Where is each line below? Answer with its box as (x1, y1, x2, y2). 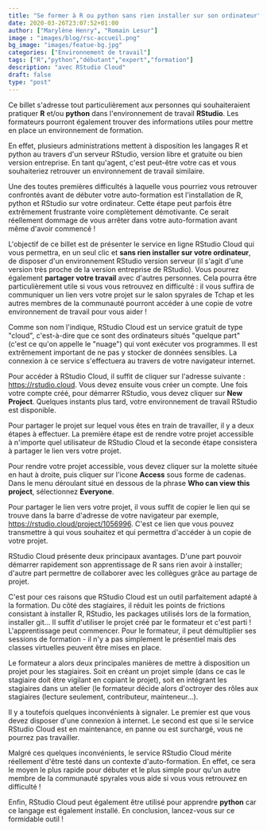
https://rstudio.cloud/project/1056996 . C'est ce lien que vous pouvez (8, 518, 234, 529)
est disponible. (8, 405, 57, 414)
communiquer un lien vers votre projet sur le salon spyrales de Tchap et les (8, 289, 254, 299)
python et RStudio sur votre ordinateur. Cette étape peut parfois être (8, 198, 232, 207)
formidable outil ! (8, 814, 64, 824)
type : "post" (8, 78, 52, 86)
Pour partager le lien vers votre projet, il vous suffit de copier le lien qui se (8, 502, 250, 511)
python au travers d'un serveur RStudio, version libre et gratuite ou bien (8, 149, 243, 159)
